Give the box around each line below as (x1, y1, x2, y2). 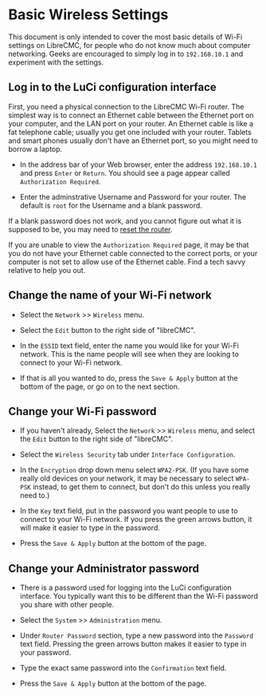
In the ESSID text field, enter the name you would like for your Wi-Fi (19, 341, 239, 350)
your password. (19, 648, 72, 658)
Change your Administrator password (8, 561, 200, 575)
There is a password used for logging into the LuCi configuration (19, 583, 233, 592)
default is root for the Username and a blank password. (19, 200, 203, 210)
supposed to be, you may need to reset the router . (8, 224, 173, 234)
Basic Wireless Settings (8, 6, 169, 24)
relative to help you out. (8, 265, 86, 275)
